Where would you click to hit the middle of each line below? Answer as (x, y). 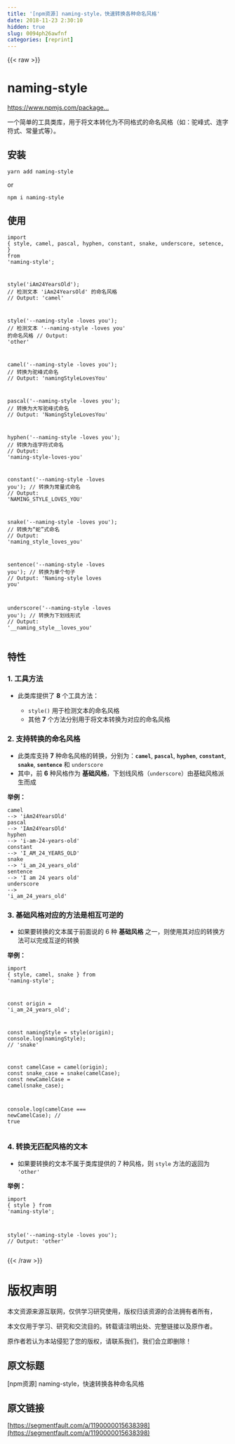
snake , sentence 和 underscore (60, 764)
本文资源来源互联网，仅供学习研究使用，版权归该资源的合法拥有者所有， (112, 1311)
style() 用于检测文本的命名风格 (74, 710)
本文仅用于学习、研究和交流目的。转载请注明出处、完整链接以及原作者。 (112, 1326)
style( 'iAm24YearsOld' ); (43, 285)
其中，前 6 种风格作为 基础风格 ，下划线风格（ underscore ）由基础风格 (118, 773)
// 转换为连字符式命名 (36, 445)
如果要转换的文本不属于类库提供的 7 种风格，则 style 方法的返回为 (114, 1163)
